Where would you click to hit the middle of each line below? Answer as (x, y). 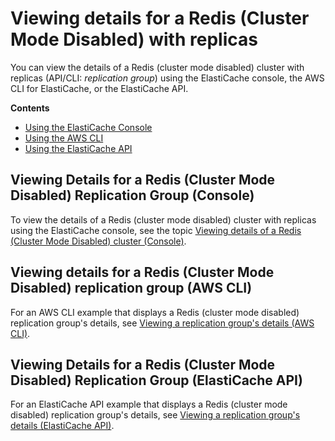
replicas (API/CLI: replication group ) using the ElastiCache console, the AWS (167, 78)
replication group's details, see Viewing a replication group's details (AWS (162, 323)
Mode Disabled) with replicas (134, 39)
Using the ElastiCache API (78, 148)
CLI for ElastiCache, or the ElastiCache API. (99, 88)
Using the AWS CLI (64, 138)
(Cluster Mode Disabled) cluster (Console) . (98, 241)
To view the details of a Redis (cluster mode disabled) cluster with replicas (163, 219)
